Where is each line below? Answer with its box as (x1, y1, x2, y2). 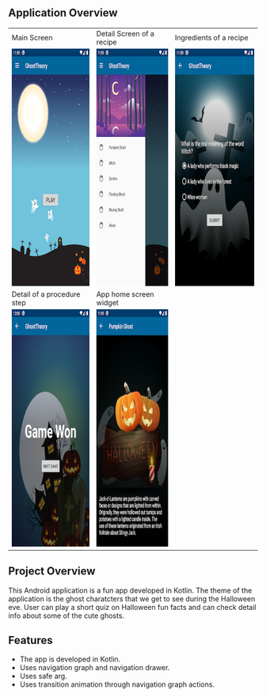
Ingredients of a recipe (174, 33, 249, 43)
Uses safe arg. (19, 672, 67, 681)
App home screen (96, 290, 154, 299)
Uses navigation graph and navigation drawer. (19, 663, 170, 672)
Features (8, 634, 53, 647)
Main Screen (11, 33, 53, 43)
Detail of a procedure (11, 290, 81, 299)
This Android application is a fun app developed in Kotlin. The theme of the (8, 585, 253, 595)
